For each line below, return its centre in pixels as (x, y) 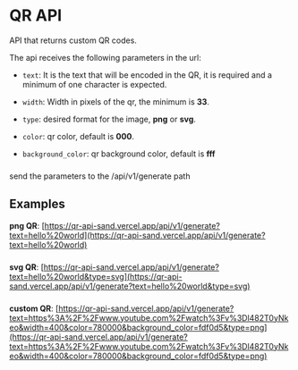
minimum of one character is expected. (94, 84)
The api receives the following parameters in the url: (105, 57)
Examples (37, 204)
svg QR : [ (27, 267)
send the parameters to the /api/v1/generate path (100, 176)
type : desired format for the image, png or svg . (109, 119)
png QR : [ (27, 225)
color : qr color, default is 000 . (78, 136)
